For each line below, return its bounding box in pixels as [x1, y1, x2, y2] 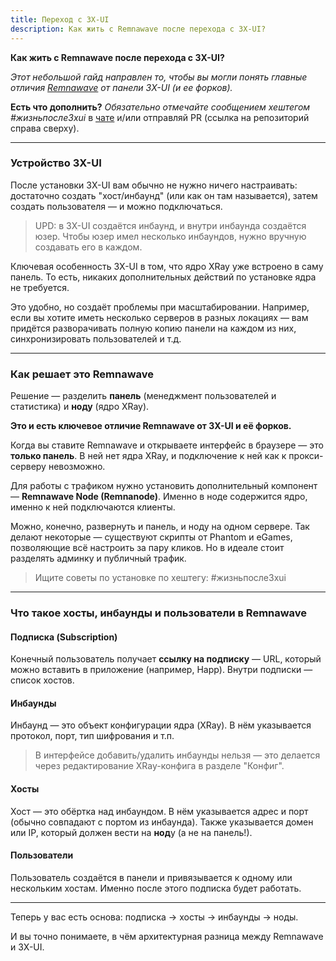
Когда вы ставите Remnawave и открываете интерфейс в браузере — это [10, 439, 324, 451]
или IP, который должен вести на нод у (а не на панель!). [10, 826, 253, 838]
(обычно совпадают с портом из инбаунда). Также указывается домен [10, 816, 314, 828]
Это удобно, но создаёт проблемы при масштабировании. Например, [10, 301, 310, 313]
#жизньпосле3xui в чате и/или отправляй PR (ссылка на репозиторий [10, 111, 310, 123]
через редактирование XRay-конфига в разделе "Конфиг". [34, 760, 285, 772]
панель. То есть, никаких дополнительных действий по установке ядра [10, 271, 317, 283]
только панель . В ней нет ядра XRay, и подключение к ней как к [10, 450, 287, 462]
